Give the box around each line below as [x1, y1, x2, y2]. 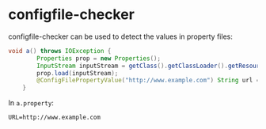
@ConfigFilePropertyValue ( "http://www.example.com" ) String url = [36, 77, 260, 85]
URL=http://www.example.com [8, 113, 101, 122]
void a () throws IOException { [8, 47, 112, 55]
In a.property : [8, 98, 54, 108]
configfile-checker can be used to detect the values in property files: [8, 32, 234, 41]
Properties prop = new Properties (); [36, 54, 161, 63]
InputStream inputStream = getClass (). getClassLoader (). [36, 62, 228, 70]
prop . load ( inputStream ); [36, 69, 119, 77]
